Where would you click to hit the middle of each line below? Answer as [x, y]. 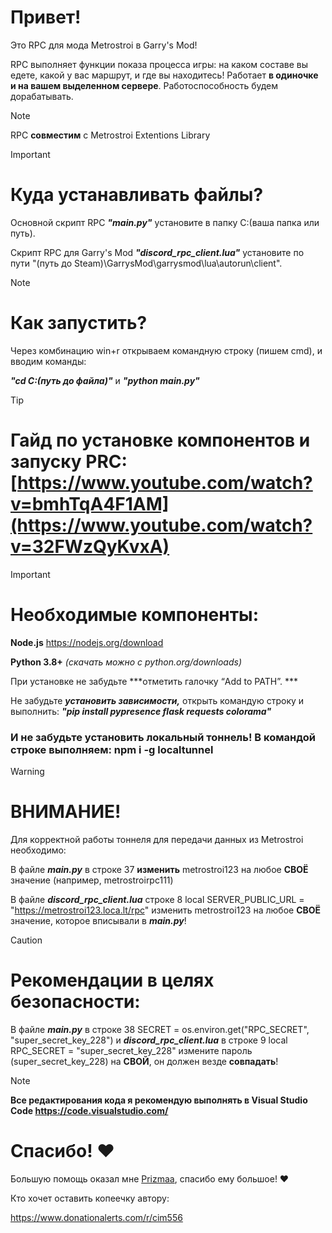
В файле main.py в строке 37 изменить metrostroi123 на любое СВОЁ [159, 869]
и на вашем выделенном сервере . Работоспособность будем [144, 85]
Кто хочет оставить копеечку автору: [90, 1198]
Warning [27, 771]
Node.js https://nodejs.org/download [87, 642]
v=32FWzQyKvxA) [90, 547]
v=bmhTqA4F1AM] [90, 504]
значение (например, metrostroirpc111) [92, 880]
